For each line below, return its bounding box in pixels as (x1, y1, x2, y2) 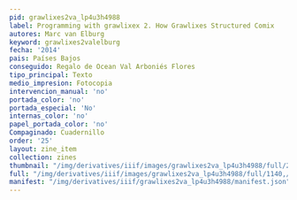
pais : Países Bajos (9, 54, 81, 63)
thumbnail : (9, 161, 49, 170)
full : (9, 169, 29, 178)
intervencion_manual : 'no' (9, 87, 109, 96)
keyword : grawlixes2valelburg (9, 37, 121, 47)
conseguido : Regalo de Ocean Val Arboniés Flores (9, 63, 196, 72)
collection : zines (9, 152, 77, 162)
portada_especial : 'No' (9, 104, 97, 112)
